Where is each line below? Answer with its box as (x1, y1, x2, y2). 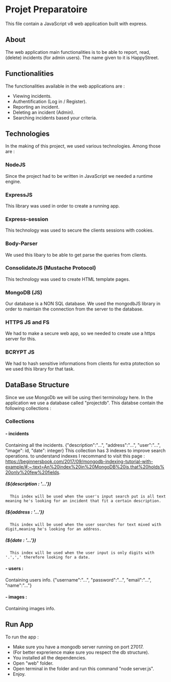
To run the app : (5, 634, 39, 640)
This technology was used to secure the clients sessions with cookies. (5, 227, 154, 234)
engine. (5, 178, 22, 184)
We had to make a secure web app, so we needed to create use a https (5, 330, 156, 337)
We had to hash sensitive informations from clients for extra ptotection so (5, 360, 160, 366)
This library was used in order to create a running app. (5, 202, 120, 209)
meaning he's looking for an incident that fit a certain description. (5, 498, 161, 503)
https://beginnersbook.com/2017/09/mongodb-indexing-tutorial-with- (5, 458, 154, 464)
